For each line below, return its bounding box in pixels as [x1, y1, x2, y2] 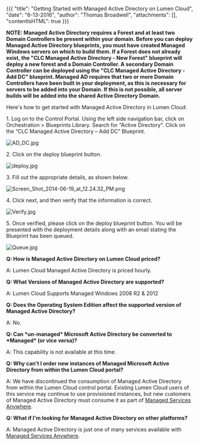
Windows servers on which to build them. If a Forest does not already [6, 48, 181, 55]
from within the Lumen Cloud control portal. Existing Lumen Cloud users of [6, 384, 189, 391]
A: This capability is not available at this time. [6, 348, 116, 355]
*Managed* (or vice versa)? [6, 337, 77, 344]
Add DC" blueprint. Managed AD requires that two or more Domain [6, 74, 174, 80]
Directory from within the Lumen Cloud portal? [6, 366, 124, 373]
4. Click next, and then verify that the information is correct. [6, 197, 153, 204]
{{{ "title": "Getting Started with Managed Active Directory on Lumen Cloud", [6, 5, 193, 12]
